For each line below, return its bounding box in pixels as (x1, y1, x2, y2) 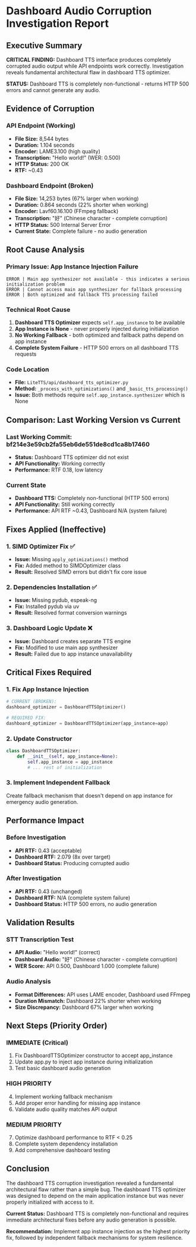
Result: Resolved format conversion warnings (14, 609, 127, 616)
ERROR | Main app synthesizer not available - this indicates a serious (6, 276, 190, 282)
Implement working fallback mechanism (14, 1093, 113, 1100)
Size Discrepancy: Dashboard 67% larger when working (14, 1004, 154, 1011)
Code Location (6, 365, 49, 374)
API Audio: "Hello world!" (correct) (14, 949, 101, 956)
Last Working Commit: (6, 432, 72, 441)
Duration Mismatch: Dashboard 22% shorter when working (14, 997, 162, 1004)
